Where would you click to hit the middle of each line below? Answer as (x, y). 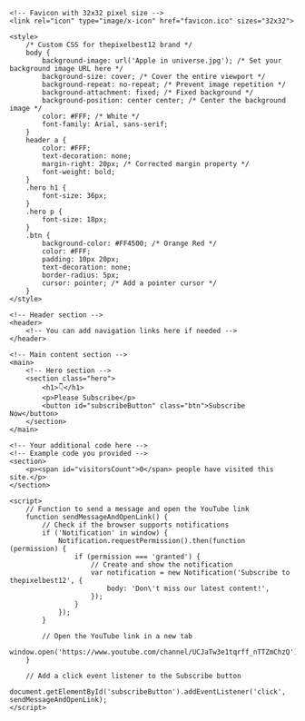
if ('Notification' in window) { (105, 533)
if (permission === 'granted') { (138, 557)
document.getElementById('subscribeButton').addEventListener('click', (148, 692)
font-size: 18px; (74, 220)
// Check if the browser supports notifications (136, 525)
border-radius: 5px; (81, 275)
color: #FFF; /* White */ (91, 116)
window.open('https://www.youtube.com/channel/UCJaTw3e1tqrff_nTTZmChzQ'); (156, 652)
